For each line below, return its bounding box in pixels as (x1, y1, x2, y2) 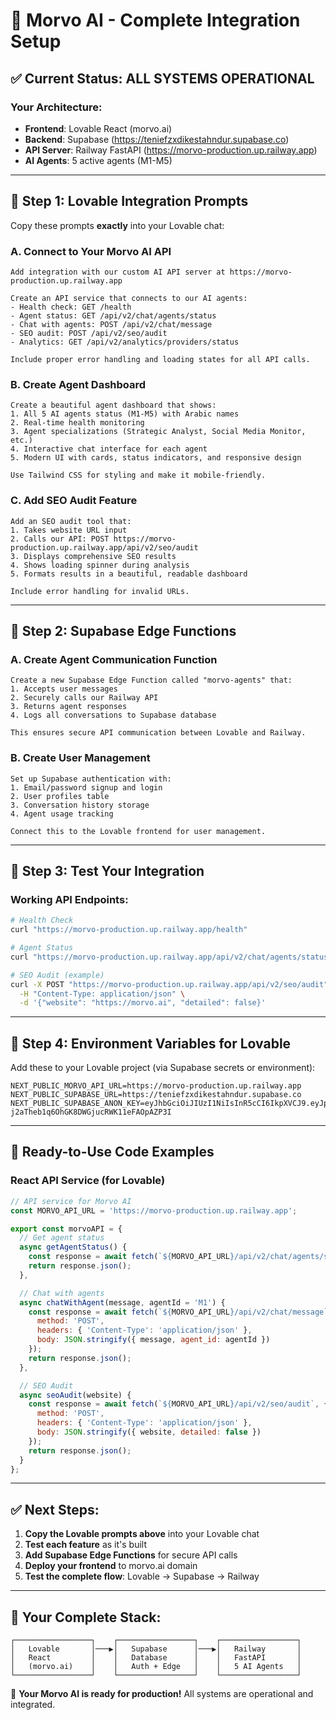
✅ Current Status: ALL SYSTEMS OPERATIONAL (10, 70, 315, 87)
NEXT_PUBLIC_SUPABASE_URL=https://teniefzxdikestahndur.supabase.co (10, 1090, 302, 1100)
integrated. (10, 1699, 56, 1710)
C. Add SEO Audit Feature (10, 494, 138, 508)
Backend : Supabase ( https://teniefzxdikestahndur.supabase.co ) (24, 133, 290, 145)
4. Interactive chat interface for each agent (10, 444, 208, 454)
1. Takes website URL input (10, 525, 128, 535)
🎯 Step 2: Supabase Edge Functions (10, 622, 237, 639)
